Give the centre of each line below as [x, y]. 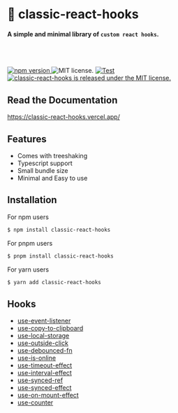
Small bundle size [43, 171]
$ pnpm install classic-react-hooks [60, 256]
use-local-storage [43, 336]
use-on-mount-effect [48, 395]
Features [27, 139]
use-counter [35, 402]
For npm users [28, 217]
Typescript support [45, 163]
